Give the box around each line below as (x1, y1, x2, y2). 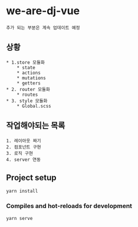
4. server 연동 (6, 157, 41, 163)
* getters (17, 80, 41, 86)
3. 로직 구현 (6, 150, 34, 156)
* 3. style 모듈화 (6, 98, 48, 104)
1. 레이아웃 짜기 (6, 138, 41, 144)
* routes (17, 92, 38, 98)
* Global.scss (17, 103, 51, 109)
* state (17, 64, 35, 70)
